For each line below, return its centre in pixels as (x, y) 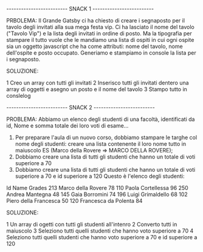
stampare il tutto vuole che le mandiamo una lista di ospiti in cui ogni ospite (100, 40)
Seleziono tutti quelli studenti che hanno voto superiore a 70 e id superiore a (102, 237)
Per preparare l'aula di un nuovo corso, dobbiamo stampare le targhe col (106, 137)
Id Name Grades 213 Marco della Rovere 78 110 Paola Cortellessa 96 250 (97, 188)
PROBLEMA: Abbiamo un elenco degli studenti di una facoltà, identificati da (101, 119)
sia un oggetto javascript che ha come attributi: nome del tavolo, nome (95, 46)
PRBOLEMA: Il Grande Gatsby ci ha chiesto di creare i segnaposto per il (96, 20)
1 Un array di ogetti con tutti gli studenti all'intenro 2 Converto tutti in (92, 224)
